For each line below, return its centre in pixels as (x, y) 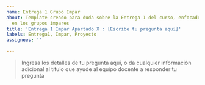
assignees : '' (24, 40)
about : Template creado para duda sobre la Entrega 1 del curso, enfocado (103, 18)
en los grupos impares (41, 23)
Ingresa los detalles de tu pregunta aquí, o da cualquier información (106, 63)
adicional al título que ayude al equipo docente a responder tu (99, 69)
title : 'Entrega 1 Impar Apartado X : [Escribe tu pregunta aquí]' (94, 29)
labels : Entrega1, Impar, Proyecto (52, 35)
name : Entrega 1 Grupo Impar (43, 12)
